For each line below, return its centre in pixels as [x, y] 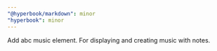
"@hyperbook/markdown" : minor [52, 14]
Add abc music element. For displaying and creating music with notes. [109, 40]
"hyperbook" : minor [36, 20]
